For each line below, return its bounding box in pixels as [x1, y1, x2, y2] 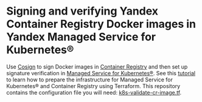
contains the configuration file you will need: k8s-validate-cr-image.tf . [6, 89, 182, 96]
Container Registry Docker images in [6, 17, 197, 31]
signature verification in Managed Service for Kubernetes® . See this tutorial [6, 69, 196, 76]
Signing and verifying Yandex [6, 4, 159, 18]
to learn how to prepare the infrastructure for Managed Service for [6, 76, 173, 83]
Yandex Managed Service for [6, 30, 156, 44]
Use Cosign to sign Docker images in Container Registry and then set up [6, 63, 188, 70]
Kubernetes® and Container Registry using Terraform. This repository [6, 82, 181, 89]
